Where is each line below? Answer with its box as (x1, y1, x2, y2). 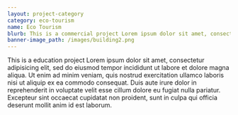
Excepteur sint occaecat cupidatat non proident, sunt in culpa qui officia (7, 93, 217, 102)
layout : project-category (7, 10, 84, 18)
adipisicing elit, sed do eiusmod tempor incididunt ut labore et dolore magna (7, 63, 229, 72)
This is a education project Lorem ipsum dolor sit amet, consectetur (7, 56, 205, 64)
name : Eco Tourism (7, 23, 62, 30)
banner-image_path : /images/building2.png (7, 37, 135, 44)
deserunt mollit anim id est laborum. (7, 101, 112, 109)
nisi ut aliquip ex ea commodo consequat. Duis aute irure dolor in (7, 78, 197, 87)
